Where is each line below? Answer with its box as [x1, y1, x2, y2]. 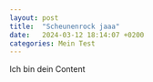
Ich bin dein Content [9, 64, 86, 75]
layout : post [9, 13, 59, 23]
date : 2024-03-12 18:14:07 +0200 [9, 30, 145, 39]
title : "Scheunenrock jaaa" [9, 22, 120, 31]
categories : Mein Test [9, 38, 96, 48]
